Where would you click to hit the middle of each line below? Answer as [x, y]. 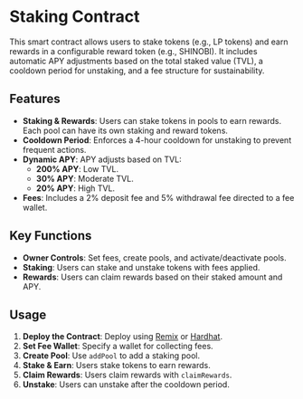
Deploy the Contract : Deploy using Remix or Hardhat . [123, 337]
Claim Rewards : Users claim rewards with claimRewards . [127, 375]
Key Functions [51, 236]
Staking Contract [75, 17]
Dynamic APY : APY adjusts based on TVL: [102, 159]
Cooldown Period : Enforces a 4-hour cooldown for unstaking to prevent [157, 140]
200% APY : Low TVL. [77, 168]
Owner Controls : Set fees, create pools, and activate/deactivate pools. [154, 257]
